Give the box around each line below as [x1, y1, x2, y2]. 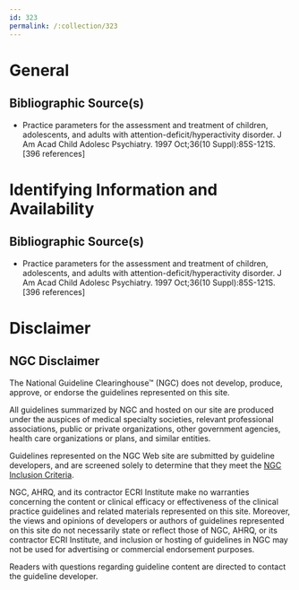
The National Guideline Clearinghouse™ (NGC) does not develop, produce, [9, 377, 284, 388]
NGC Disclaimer [9, 353, 100, 369]
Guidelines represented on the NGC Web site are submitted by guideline [9, 450, 275, 461]
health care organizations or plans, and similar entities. [9, 432, 211, 444]
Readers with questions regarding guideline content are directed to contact [9, 561, 286, 572]
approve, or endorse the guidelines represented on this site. [9, 386, 230, 397]
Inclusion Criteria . [9, 469, 74, 480]
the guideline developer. [9, 570, 98, 581]
